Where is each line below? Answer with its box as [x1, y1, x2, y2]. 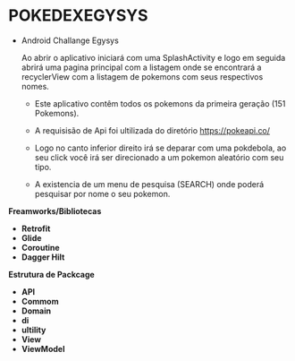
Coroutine [21, 242, 60, 253]
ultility [21, 324, 46, 335]
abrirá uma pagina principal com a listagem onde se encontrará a [21, 62, 262, 73]
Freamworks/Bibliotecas [8, 205, 102, 216]
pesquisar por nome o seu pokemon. [34, 188, 171, 199]
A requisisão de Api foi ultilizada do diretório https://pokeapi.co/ [34, 125, 270, 135]
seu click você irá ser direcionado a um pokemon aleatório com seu [34, 151, 284, 162]
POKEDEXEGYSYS [8, 5, 148, 26]
